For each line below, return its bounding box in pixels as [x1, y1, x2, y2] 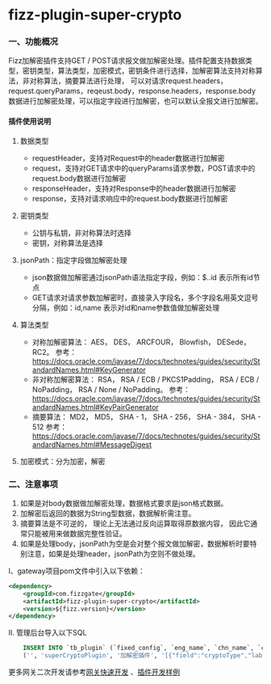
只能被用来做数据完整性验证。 [27, 528, 127, 538]
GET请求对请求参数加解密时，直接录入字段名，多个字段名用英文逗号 [31, 293, 259, 302]
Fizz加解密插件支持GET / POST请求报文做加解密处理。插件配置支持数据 [8, 56, 246, 65]
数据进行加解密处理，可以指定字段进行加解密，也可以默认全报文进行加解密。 [8, 96, 263, 106]
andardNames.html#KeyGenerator [31, 365, 147, 374]
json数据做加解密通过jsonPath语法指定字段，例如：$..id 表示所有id [31, 272, 254, 282]
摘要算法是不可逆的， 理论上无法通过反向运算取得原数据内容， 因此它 [19, 518, 251, 528]
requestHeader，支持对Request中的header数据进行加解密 [31, 153, 225, 163]
